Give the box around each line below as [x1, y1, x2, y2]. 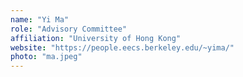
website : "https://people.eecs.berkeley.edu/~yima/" [10, 42, 235, 53]
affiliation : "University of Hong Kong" [10, 33, 182, 43]
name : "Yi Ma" [10, 14, 70, 25]
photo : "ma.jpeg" [10, 52, 83, 62]
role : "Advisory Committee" [10, 24, 128, 34]
